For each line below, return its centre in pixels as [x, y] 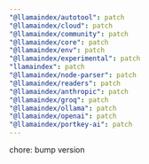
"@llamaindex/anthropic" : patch [69, 91]
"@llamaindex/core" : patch [59, 42]
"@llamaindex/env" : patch [57, 51]
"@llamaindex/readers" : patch [65, 83]
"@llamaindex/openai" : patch [63, 116]
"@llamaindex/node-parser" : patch [73, 75]
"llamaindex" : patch [47, 67]
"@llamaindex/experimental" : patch [75, 59]
